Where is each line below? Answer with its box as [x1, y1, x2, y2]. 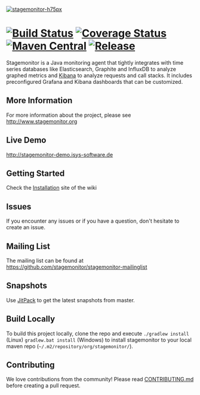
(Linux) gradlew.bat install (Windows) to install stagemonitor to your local [6, 336, 192, 344]
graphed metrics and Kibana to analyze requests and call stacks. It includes [6, 72, 193, 79]
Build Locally [6, 314, 56, 324]
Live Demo [6, 135, 47, 145]
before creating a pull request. [6, 382, 81, 389]
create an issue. [6, 224, 46, 231]
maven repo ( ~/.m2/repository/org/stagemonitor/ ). [6, 342, 133, 350]
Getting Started [6, 168, 65, 178]
